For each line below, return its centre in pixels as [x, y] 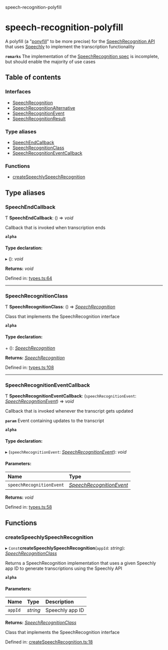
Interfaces [18, 92]
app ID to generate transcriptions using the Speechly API [64, 568]
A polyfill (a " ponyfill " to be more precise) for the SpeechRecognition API [80, 41]
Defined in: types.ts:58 [29, 507]
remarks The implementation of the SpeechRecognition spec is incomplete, [82, 56]
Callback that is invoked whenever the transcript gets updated [69, 411]
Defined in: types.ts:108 [29, 367]
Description [59, 602]
